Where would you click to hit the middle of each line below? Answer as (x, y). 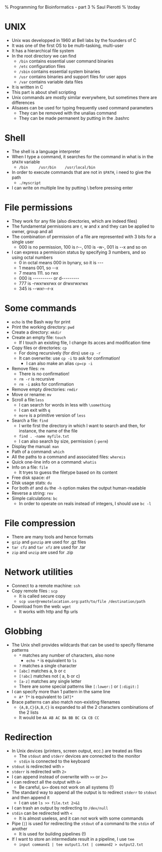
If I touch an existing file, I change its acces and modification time (84, 342)
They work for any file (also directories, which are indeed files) (74, 221)
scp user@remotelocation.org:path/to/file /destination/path (82, 601)
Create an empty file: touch (39, 337)
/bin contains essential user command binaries (66, 61)
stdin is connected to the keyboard (54, 761)
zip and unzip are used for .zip (42, 552)
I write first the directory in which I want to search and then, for (82, 426)
